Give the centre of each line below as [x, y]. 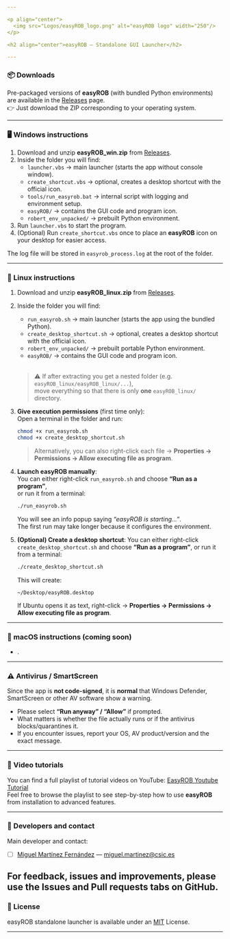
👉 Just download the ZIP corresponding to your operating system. [102, 108]
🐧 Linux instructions [41, 278]
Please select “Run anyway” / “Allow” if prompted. [90, 712]
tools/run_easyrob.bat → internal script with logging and [108, 196]
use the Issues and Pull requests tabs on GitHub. [113, 887]
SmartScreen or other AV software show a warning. [80, 699]
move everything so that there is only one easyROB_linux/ [115, 391]
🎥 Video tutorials [35, 765]
